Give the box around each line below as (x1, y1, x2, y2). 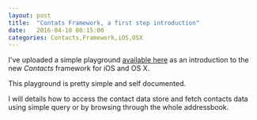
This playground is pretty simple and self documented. (8, 79, 187, 88)
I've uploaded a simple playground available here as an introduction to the (8, 55, 249, 65)
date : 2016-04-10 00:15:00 (8, 26, 104, 34)
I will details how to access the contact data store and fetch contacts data (8, 94, 248, 103)
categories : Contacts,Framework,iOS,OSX (8, 33, 144, 42)
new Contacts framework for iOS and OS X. (8, 64, 150, 73)
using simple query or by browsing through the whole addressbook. (8, 103, 229, 112)
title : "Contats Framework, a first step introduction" (8, 19, 200, 27)
